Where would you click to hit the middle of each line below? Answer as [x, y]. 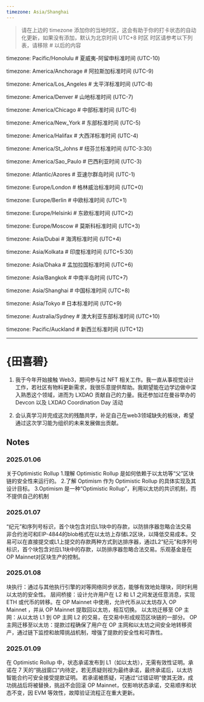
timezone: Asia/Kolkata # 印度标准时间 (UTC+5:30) [70, 251]
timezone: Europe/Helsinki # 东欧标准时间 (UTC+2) [70, 213]
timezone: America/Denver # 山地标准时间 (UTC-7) [70, 97]
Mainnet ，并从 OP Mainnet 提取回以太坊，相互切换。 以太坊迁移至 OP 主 [98, 609]
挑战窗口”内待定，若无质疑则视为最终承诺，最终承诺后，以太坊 [114, 670]
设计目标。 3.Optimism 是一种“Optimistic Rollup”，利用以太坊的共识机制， [99, 489]
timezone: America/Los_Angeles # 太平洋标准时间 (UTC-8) [80, 84]
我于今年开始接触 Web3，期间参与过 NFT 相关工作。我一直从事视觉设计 [104, 380]
